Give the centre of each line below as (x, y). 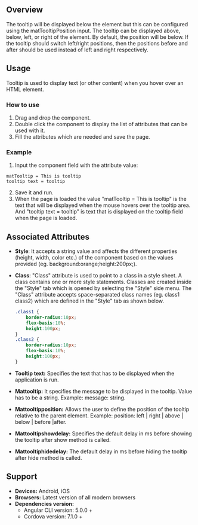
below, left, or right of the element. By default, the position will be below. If (98, 37)
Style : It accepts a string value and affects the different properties (96, 251)
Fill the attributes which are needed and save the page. (82, 136)
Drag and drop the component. (53, 117)
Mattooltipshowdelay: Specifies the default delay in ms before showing (103, 434)
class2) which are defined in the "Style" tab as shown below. (89, 301)
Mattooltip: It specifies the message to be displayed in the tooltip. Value (103, 391)
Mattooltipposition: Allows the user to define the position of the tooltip (102, 409)
